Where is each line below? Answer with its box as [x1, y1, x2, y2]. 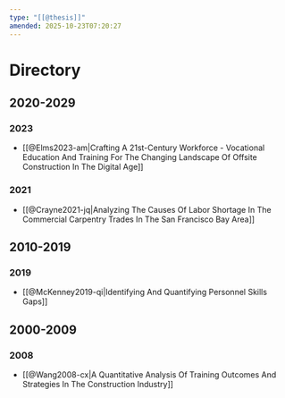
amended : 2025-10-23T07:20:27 [9, 21, 122, 30]
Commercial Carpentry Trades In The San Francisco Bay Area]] [21, 214, 256, 224]
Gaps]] [21, 296, 48, 307]
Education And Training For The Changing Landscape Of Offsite [21, 152, 257, 163]
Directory [9, 60, 81, 80]
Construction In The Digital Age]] [21, 162, 144, 173]
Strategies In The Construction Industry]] [21, 379, 174, 390]
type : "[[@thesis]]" [9, 13, 87, 22]
